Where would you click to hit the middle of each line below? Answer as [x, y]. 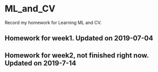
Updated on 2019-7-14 [40, 63]
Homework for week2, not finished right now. [77, 55]
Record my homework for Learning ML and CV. [53, 22]
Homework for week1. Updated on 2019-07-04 [79, 38]
